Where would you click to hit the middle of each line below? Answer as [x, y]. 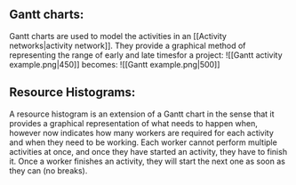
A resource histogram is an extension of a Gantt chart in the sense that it [142, 114]
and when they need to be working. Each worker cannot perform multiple [143, 142]
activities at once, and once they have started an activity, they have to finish [148, 151]
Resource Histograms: [72, 92]
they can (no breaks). [48, 170]
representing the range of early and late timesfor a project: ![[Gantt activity [146, 55]
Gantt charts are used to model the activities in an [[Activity [118, 36]
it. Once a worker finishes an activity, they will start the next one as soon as [148, 161]
